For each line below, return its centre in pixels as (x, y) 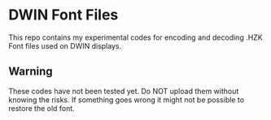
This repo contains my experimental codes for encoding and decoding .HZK (135, 37)
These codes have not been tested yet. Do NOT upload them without (124, 91)
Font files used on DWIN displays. (65, 45)
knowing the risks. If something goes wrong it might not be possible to (127, 100)
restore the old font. (42, 108)
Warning (31, 72)
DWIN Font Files (63, 15)
